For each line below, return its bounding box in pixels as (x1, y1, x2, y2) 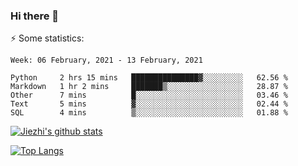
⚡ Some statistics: (10, 32, 85, 44)
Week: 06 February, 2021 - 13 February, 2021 (10, 55, 203, 66)
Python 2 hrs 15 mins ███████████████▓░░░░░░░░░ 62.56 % (10, 73, 288, 83)
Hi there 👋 (10, 9, 60, 23)
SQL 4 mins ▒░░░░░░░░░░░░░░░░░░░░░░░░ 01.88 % (10, 108, 288, 118)
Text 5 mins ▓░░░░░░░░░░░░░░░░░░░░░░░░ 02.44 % (10, 99, 288, 109)
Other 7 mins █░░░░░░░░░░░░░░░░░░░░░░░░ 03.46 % (10, 90, 288, 101)
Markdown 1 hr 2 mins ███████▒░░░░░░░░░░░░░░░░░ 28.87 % (10, 82, 288, 92)
